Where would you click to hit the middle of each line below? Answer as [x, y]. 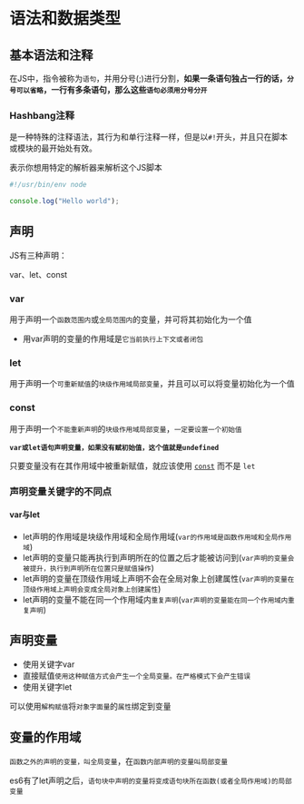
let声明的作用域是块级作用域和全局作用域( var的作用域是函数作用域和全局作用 [157, 536]
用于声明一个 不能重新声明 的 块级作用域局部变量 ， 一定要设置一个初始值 [126, 428]
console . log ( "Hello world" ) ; [64, 201]
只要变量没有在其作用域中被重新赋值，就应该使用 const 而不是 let [132, 466]
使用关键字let [47, 687]
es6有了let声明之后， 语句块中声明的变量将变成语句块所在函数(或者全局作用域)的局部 [151, 780]
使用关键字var [49, 664]
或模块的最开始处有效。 [53, 148]
